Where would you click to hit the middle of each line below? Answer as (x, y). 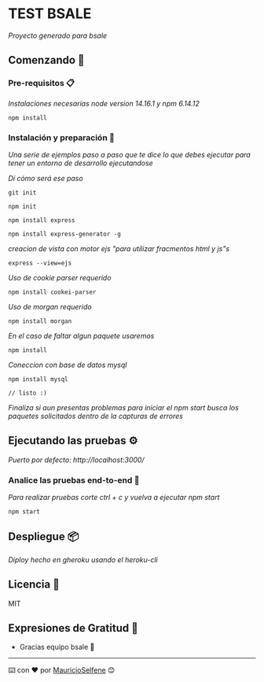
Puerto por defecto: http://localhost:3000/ (76, 460)
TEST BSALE (50, 14)
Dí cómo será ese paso (46, 178)
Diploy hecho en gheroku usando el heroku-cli (83, 559)
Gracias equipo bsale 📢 (57, 647)
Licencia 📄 (34, 585)
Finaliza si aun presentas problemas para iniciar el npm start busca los (124, 407)
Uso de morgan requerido (50, 306)
